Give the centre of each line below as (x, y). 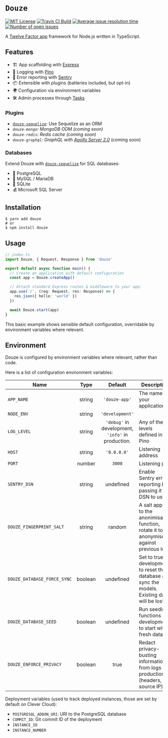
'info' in (117, 435)
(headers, (150, 680)
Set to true (151, 557)
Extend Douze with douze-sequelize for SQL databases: (62, 164)
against (147, 543)
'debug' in (117, 422)
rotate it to (151, 530)
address (148, 456)
